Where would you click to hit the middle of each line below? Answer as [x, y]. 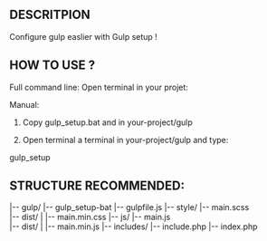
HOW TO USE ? [52, 66]
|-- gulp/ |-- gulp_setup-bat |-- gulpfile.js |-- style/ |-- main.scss [129, 207]
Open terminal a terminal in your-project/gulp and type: [125, 140]
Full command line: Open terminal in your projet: [99, 87]
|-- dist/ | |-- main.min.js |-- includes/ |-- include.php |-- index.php [133, 227]
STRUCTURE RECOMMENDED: [97, 186]
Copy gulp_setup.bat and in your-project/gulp [107, 122]
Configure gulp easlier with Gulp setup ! [84, 36]
